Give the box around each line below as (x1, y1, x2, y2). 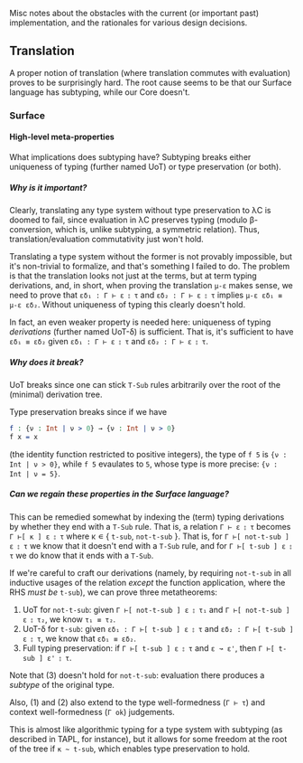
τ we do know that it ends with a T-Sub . (9, 550, 154, 560)
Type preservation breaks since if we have (9, 406, 168, 417)
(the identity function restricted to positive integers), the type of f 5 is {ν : (9, 448, 288, 459)
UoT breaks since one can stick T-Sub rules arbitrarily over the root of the (9, 379, 281, 390)
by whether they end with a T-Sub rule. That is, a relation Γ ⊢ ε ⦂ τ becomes (9, 521, 291, 532)
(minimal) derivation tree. (9, 389, 103, 400)
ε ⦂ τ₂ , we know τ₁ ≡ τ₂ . (22, 614, 116, 625)
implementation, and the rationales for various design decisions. (9, 17, 248, 28)
